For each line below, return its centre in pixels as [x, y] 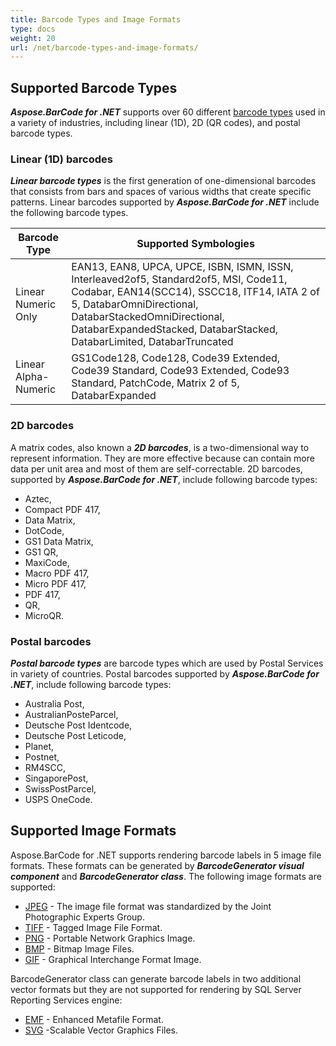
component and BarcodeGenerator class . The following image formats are [166, 876]
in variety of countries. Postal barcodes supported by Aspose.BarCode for [165, 673]
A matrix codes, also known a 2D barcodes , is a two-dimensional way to [160, 447]
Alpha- [32, 377]
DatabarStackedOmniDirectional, [148, 317]
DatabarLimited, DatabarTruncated [152, 342]
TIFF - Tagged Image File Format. [93, 927]
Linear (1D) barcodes [61, 159]
